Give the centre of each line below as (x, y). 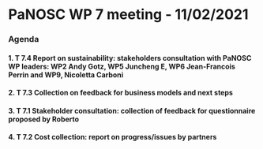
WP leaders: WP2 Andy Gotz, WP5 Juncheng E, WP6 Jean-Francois (122, 66)
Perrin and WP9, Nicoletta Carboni (66, 74)
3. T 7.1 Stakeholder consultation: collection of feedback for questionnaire (132, 110)
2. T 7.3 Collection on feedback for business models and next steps (120, 93)
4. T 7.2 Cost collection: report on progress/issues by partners (113, 137)
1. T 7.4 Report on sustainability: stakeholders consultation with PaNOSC (130, 58)
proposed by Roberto (44, 119)
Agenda (24, 39)
